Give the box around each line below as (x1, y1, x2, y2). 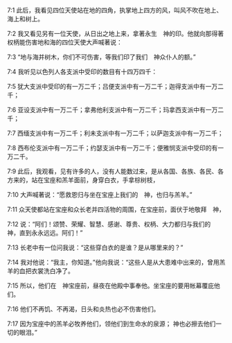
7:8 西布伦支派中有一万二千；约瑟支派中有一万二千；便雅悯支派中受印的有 (7, 144, 218, 152)
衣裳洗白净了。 (30, 267, 74, 275)
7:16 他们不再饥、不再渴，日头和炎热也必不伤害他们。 (7, 305, 160, 313)
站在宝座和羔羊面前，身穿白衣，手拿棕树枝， (30, 176, 159, 184)
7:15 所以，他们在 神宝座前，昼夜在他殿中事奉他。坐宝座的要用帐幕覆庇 (7, 281, 215, 290)
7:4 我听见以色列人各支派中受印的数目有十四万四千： (7, 68, 158, 76)
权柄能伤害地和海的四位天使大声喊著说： (7, 38, 123, 46)
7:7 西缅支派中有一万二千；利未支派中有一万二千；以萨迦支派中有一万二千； (7, 129, 224, 137)
